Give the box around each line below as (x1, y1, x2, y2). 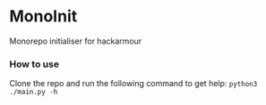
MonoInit (9, 6, 78, 27)
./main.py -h (9, 87, 58, 97)
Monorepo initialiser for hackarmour (9, 36, 142, 46)
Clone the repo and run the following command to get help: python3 (9, 78, 258, 89)
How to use (9, 58, 60, 70)
